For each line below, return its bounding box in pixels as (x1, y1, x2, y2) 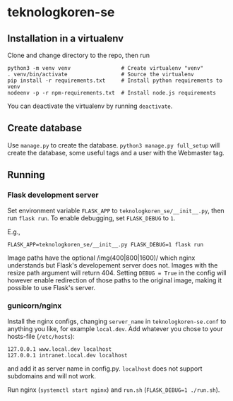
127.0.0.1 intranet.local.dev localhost (7, 352, 129, 359)
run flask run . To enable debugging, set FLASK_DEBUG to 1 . (7, 213, 176, 222)
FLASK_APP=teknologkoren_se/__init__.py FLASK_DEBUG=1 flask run (7, 241, 203, 248)
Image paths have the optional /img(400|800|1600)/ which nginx (7, 253, 196, 262)
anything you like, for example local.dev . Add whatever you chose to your (7, 324, 224, 333)
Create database (7, 122, 83, 134)
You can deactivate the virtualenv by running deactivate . (7, 102, 173, 110)
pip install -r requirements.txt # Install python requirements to (7, 77, 222, 84)
